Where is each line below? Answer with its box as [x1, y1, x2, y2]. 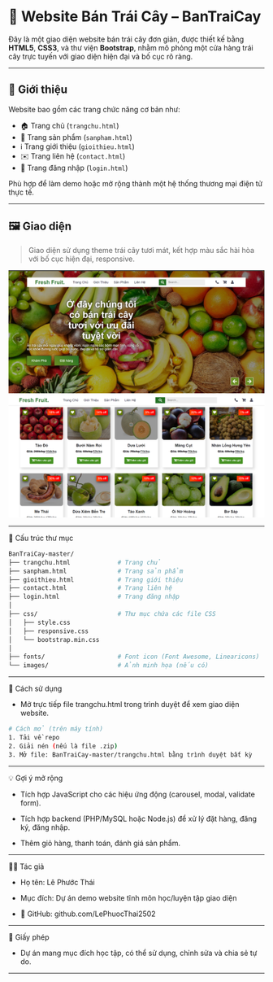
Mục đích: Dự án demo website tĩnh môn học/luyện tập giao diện [19, 893, 237, 902]
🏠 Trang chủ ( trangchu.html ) [19, 120, 119, 130]
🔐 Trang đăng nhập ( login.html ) [19, 163, 128, 172]
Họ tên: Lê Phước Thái [19, 877, 95, 887]
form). [19, 797, 41, 808]
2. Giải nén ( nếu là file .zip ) [8, 742, 118, 750]
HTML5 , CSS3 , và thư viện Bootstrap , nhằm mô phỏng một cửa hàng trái [8, 42, 253, 52]
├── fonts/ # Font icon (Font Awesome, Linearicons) [8, 652, 260, 661]
